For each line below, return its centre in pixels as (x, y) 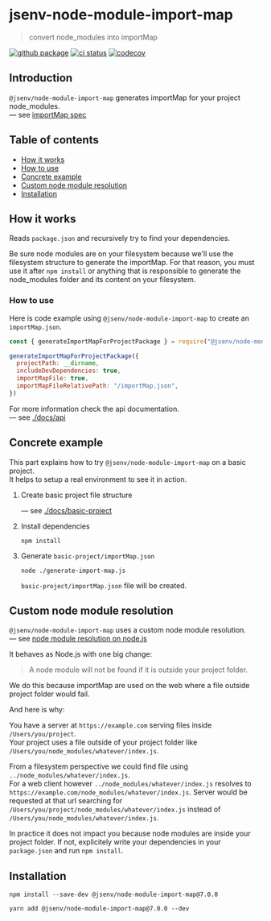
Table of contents (54, 140)
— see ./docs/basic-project (66, 510)
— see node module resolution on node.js (78, 639)
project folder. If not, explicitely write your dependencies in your (115, 842)
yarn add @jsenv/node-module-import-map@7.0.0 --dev (99, 909)
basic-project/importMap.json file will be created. (104, 585)
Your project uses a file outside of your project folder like (103, 742)
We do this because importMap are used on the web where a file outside (129, 686)
